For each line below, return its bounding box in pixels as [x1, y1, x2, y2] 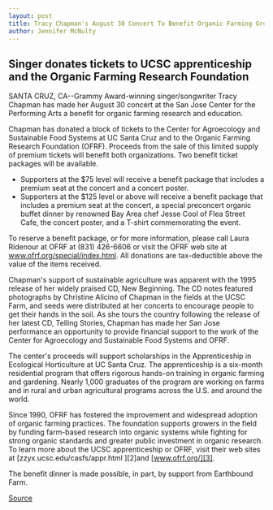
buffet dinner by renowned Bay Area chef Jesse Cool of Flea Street [19, 209, 245, 219]
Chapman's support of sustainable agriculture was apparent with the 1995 [8, 275, 257, 285]
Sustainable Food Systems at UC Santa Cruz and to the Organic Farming [8, 133, 251, 143]
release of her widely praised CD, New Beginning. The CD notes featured [8, 283, 253, 293]
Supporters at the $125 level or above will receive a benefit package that [19, 192, 263, 201]
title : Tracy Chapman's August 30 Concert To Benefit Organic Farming [8, 19, 253, 28]
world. [8, 395, 30, 404]
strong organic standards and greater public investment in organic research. [8, 436, 264, 446]
